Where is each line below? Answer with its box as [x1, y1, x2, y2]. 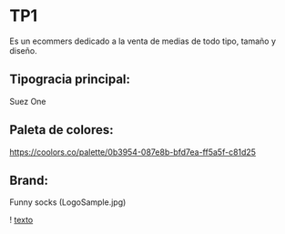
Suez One [9, 96, 47, 107]
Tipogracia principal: [9, 72, 130, 87]
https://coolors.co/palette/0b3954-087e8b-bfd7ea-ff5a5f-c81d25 [9, 147, 257, 158]
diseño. [9, 45, 38, 56]
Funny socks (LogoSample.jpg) [9, 197, 127, 208]
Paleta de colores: [9, 122, 114, 137]
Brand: [9, 172, 48, 188]
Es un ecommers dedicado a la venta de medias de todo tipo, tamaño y [9, 36, 276, 46]
